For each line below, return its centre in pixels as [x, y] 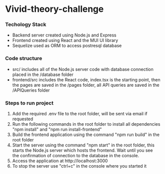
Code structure [24, 59]
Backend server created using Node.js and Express [64, 35]
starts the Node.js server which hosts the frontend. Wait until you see [82, 150]
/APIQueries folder [31, 90]
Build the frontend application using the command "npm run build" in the [86, 135]
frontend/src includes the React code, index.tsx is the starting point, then [86, 79]
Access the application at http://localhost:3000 [60, 161]
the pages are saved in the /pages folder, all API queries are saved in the [86, 85]
